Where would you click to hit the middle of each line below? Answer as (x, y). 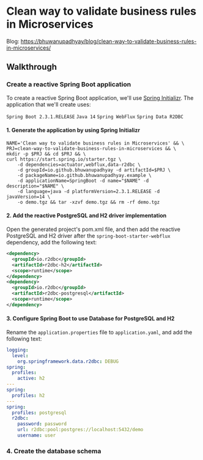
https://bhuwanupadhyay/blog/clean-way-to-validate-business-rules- (109, 41)
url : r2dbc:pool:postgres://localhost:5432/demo (80, 430)
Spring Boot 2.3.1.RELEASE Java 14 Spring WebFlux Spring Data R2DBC (95, 117)
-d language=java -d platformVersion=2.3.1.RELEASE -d (89, 191)
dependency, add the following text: (52, 243)
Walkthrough (31, 67)
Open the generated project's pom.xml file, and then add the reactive (93, 229)
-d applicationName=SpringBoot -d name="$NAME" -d (83, 181)
